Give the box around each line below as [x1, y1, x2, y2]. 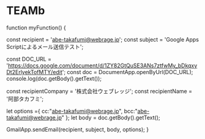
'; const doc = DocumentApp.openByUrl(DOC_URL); [62, 68, 193, 75]
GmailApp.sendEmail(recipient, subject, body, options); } [6, 126, 149, 133]
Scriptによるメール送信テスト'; [6, 43, 84, 50]
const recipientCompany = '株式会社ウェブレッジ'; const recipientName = [6, 87, 193, 95]
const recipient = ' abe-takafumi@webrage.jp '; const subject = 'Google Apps [6, 36, 199, 43]
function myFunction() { [6, 24, 66, 31]
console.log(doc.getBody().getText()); [6, 75, 102, 82]
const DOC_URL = [6, 55, 52, 62]
